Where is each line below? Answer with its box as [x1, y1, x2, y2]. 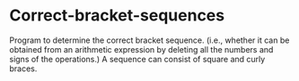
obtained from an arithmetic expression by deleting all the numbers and [9, 44, 274, 54]
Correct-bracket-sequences [9, 5, 225, 26]
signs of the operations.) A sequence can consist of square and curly [9, 53, 266, 64]
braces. [9, 63, 38, 74]
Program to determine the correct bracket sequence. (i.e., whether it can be [9, 35, 290, 45]
